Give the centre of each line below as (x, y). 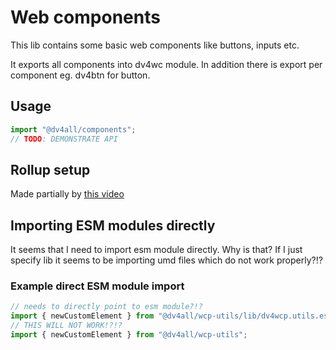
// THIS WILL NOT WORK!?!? (66, 326)
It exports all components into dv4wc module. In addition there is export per (166, 64)
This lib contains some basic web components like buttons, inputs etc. (155, 45)
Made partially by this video (67, 194)
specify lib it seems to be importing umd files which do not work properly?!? (166, 260)
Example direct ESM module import (97, 286)
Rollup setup (50, 169)
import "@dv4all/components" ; (73, 129)
